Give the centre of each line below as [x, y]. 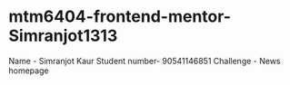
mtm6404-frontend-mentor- [120, 17]
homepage [29, 71]
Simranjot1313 [63, 36]
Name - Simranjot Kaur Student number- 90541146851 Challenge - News [145, 61]
